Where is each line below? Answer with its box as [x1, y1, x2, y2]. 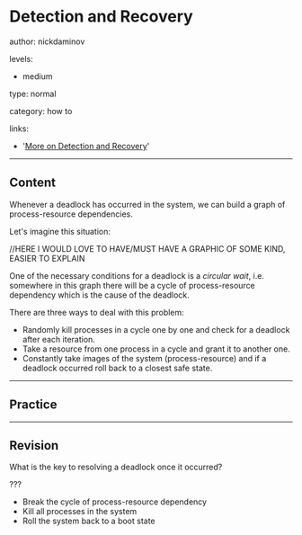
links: [9, 123, 30, 134]
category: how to [9, 105, 73, 116]
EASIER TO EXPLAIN [9, 253, 85, 263]
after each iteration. [22, 334, 96, 344]
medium [22, 70, 53, 82]
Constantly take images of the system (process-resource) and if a [22, 352, 267, 363]
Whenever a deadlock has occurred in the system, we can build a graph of [9, 199, 286, 210]
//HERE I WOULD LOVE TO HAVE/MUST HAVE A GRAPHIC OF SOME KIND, [9, 243, 286, 254]
